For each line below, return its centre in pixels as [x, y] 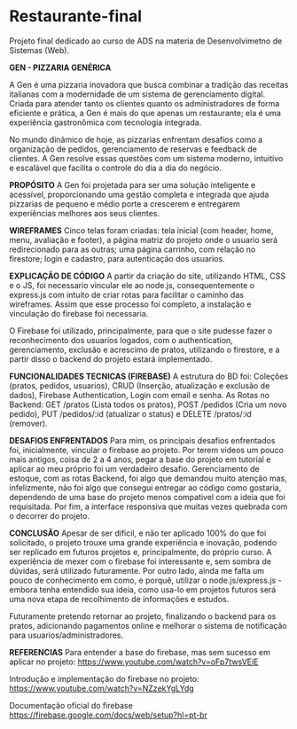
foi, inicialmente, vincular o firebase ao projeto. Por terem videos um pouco [146, 450]
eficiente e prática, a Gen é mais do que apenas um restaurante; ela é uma [145, 113]
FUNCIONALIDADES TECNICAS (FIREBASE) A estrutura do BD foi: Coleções [149, 376]
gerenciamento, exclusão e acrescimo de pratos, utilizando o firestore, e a [145, 349]
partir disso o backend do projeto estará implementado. [111, 359]
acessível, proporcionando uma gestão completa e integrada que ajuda [139, 194]
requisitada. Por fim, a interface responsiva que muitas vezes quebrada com [148, 506]
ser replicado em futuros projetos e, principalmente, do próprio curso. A [141, 552]
